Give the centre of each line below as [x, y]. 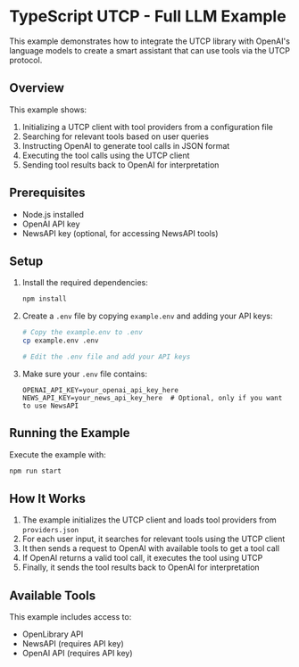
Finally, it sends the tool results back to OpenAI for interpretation [141, 567]
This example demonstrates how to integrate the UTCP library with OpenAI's [149, 41]
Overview [37, 88]
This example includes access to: [71, 617]
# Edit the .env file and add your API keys [106, 357]
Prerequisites [47, 193]
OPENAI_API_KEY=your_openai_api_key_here [100, 390]
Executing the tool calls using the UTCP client [106, 155]
